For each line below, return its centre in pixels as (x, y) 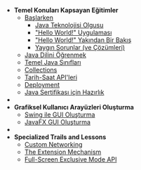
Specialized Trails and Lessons (60, 137)
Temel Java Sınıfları (53, 62)
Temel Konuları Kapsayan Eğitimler (66, 10)
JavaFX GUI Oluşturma (58, 122)
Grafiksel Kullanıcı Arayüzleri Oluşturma (74, 107)
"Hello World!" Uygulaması (73, 32)
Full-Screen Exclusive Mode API (70, 159)
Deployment (42, 85)
